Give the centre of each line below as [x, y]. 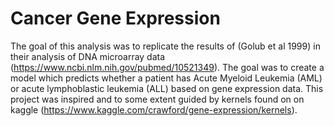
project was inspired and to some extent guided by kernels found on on [157, 99]
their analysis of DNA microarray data [88, 56]
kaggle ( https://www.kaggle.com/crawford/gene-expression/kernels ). [154, 109]
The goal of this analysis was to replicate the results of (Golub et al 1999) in [165, 46]
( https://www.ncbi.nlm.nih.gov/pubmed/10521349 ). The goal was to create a [167, 67]
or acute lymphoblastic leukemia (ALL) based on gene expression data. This [167, 88]
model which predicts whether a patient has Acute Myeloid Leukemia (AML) [166, 78]
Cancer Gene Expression [115, 18]
